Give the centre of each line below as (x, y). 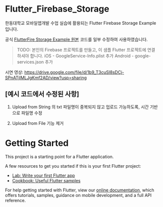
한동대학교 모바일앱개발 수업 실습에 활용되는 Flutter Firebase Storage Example (81, 23)
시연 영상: (14, 72)
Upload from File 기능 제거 (38, 123)
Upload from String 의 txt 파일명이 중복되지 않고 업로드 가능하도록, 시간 (81, 107)
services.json (30, 62)
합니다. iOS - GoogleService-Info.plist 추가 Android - (82, 56)
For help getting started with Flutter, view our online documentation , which (80, 190)
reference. (15, 200)
